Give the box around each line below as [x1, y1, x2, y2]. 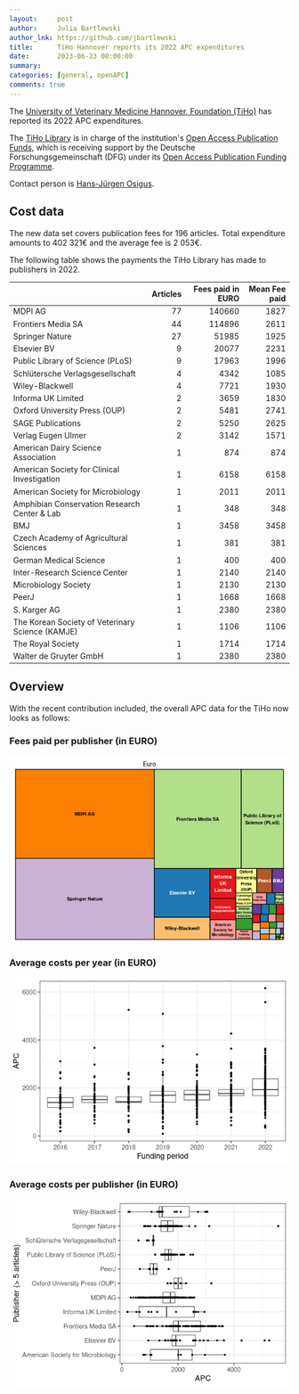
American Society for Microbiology [12, 486, 141, 496]
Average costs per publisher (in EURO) [9, 1178, 179, 1191]
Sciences [12, 542, 47, 553]
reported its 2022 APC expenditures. [9, 115, 144, 126]
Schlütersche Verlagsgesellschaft [12, 368, 136, 379]
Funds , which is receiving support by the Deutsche [9, 142, 196, 152]
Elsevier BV [12, 343, 55, 354]
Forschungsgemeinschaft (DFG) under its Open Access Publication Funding [9, 152, 287, 162]
